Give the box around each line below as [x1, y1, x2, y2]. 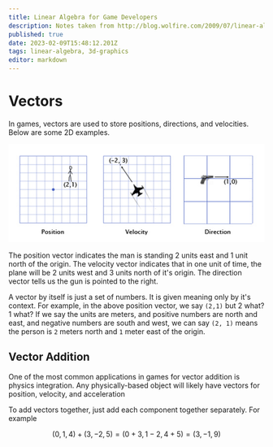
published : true [8, 30, 63, 38]
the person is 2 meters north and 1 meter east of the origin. [8, 326, 206, 336]
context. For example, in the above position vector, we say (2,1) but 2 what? [8, 301, 265, 310]
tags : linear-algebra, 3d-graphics [8, 47, 129, 56]
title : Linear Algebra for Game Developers [8, 13, 158, 21]
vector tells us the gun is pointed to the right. [8, 276, 158, 286]
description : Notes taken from [8, 21, 115, 30]
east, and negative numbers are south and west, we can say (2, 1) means [8, 318, 258, 328]
